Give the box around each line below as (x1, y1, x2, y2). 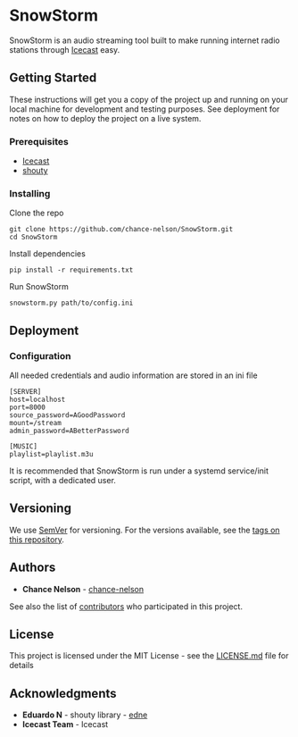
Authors (9, 560, 56, 575)
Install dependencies (9, 248, 87, 259)
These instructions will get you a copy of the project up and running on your (9, 94, 288, 105)
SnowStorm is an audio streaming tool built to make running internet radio (9, 35, 280, 46)
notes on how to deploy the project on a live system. (9, 113, 202, 123)
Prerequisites (9, 135, 69, 147)
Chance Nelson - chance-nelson (21, 583, 145, 594)
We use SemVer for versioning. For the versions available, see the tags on (9, 524, 280, 535)
